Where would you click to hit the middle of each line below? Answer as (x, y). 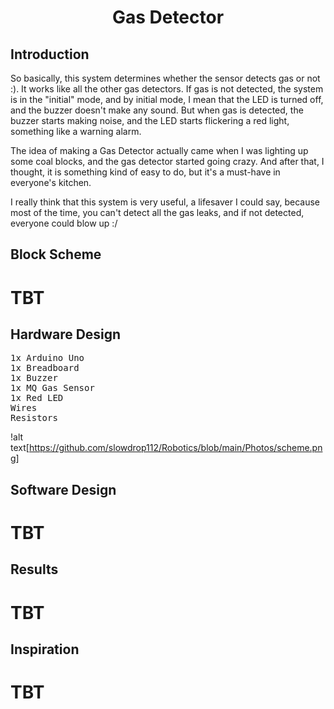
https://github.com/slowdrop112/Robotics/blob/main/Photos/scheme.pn (175, 448)
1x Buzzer (34, 378)
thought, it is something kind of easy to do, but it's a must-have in (145, 172)
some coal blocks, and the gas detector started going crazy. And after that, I (167, 161)
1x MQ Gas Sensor (52, 388)
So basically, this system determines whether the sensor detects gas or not (165, 78)
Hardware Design (66, 334)
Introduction (50, 54)
